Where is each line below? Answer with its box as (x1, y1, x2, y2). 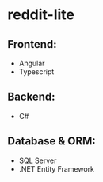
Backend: (7, 90, 55, 104)
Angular (18, 58, 45, 68)
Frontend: (7, 38, 57, 51)
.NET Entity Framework (18, 164, 95, 173)
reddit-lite (7, 6, 75, 24)
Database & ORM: (7, 134, 96, 148)
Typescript (18, 67, 55, 77)
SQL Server (18, 156, 57, 165)
